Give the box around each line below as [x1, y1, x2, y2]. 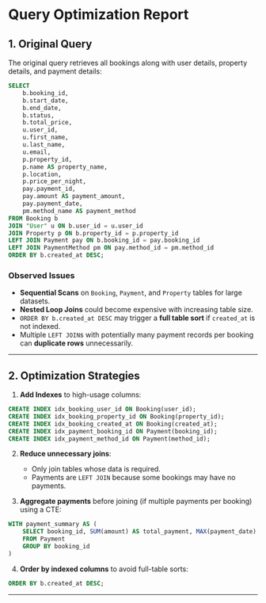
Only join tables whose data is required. [31, 464, 161, 474]
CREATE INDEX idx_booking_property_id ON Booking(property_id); [8, 412, 225, 421]
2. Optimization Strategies [8, 368, 140, 382]
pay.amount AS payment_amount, [22, 193, 126, 200]
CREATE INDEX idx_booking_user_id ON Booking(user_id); [8, 406, 196, 414]
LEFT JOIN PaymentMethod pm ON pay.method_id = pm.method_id [8, 244, 215, 252]
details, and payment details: [8, 67, 102, 76]
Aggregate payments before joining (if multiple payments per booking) [19, 497, 253, 506]
